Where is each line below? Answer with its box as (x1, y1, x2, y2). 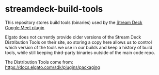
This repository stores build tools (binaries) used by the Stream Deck (5, 19, 143, 25)
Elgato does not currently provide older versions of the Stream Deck (5, 34, 142, 40)
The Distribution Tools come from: (5, 59, 74, 65)
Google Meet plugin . (5, 24, 46, 30)
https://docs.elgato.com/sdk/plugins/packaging (5, 64, 100, 70)
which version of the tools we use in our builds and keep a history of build (5, 44, 153, 50)
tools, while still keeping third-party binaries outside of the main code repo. (5, 50, 155, 56)
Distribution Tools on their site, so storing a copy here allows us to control (5, 39, 152, 45)
